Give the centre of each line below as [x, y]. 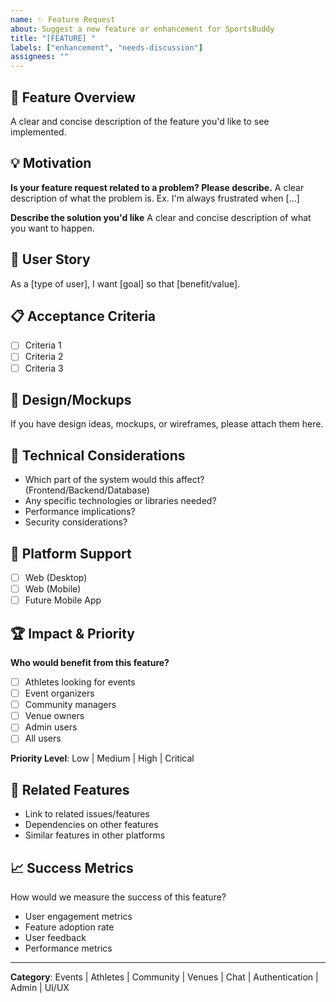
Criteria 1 [43, 345]
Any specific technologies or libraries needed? [120, 501]
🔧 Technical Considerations [98, 455]
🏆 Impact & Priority [72, 633]
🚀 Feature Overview [73, 97]
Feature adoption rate [69, 927]
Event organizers [59, 693]
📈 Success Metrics [72, 867]
